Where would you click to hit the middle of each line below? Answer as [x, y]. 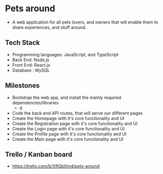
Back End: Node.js [31, 60]
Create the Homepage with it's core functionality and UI [68, 118]
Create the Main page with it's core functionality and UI [68, 139]
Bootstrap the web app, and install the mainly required [66, 97]
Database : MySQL [31, 70]
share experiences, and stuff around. [49, 27]
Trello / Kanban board [39, 154]
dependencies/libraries [35, 102]
